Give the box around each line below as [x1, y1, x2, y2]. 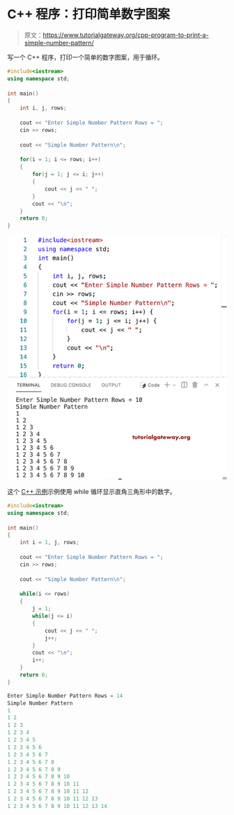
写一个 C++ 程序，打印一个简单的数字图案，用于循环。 [7, 53, 164, 61]
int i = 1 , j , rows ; [19, 539, 79, 546]
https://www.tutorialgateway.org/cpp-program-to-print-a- [42, 31, 209, 39]
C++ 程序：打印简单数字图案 [7, 6, 171, 22]
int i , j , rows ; [19, 105, 68, 112]
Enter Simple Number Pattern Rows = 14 [7, 692, 123, 699]
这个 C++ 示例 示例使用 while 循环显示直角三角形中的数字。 [7, 487, 176, 495]
